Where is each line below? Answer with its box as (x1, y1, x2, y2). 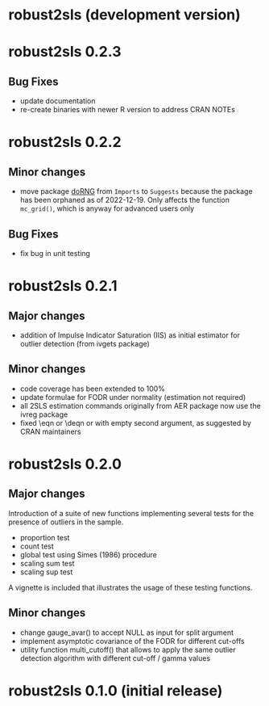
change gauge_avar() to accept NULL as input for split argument (19, 628, 234, 637)
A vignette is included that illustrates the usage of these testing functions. (8, 582, 253, 592)
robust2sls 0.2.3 (8, 43, 122, 61)
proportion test (19, 532, 70, 542)
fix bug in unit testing (19, 249, 91, 258)
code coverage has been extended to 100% (19, 384, 165, 393)
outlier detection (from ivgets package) (19, 339, 151, 348)
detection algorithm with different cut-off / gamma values (19, 653, 211, 663)
